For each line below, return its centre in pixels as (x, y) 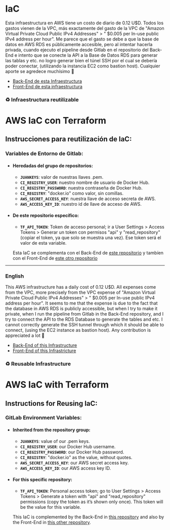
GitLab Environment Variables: (44, 418)
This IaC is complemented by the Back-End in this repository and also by (88, 517)
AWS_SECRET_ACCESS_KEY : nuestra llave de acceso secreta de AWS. (88, 199)
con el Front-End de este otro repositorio (55, 258)
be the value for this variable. (51, 507)
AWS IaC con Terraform (56, 121)
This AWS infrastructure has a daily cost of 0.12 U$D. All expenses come (81, 287)
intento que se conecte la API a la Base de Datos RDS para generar (88, 55)
